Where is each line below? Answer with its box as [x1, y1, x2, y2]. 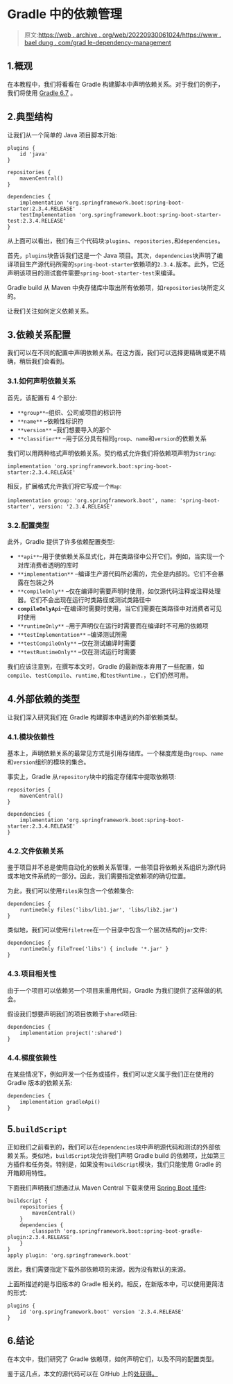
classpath [32, 1227, 60, 1235]
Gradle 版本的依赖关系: [7, 1078, 73, 1086]
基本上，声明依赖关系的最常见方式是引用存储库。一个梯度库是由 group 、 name [7, 749, 224, 758]
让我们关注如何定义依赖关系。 [7, 307, 92, 315]
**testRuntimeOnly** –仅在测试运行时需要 [17, 647, 137, 656]
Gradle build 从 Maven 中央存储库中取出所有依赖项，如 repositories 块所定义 [7, 283, 225, 291]
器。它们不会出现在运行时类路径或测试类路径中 [17, 595, 151, 604]
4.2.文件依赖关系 [7, 846, 64, 855]
